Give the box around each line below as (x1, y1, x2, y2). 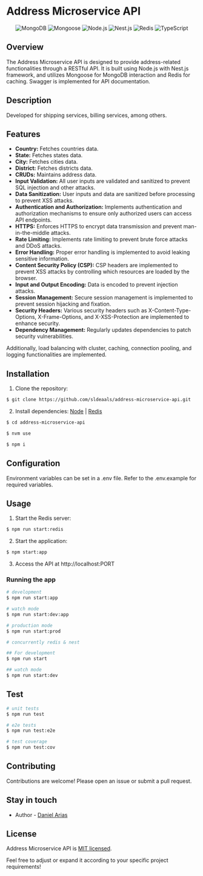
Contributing (6, 761, 56, 771)
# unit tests (6, 705, 39, 712)
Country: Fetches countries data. (15, 145, 99, 153)
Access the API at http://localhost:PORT (15, 560, 115, 567)
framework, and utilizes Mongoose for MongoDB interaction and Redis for (6, 71, 191, 79)
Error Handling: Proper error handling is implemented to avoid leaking (15, 248, 190, 256)
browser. (15, 275, 38, 282)
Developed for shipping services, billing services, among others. (6, 111, 167, 119)
